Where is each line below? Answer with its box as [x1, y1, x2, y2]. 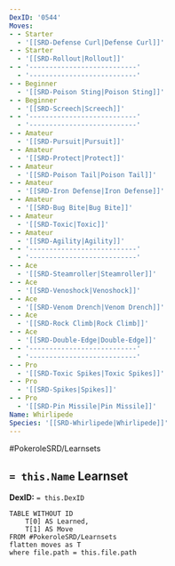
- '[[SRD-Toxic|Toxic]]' [17, 220, 109, 229]
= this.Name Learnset [9, 468, 129, 483]
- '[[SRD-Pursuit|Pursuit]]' [17, 137, 125, 146]
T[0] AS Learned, [25, 517, 90, 526]
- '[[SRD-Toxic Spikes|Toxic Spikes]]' [17, 368, 165, 378]
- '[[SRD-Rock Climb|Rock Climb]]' [17, 319, 149, 328]
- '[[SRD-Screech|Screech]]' [17, 104, 125, 113]
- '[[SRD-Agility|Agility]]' [17, 237, 125, 246]
